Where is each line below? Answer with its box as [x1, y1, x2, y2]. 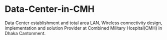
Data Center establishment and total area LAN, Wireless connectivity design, [4, 20, 162, 26]
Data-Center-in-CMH [4, 3, 95, 15]
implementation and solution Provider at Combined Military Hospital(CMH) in [4, 25, 162, 31]
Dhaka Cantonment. [4, 30, 46, 36]
